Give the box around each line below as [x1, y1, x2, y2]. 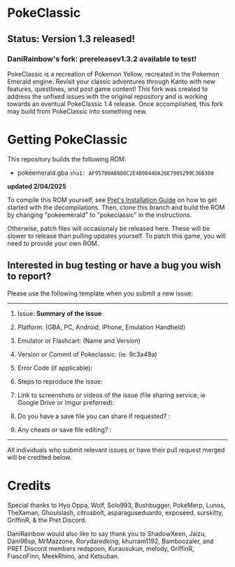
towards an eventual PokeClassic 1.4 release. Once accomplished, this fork [7, 100, 224, 108]
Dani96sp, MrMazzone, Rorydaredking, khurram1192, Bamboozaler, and [7, 537, 214, 545]
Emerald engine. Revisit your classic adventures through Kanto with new [7, 77, 215, 86]
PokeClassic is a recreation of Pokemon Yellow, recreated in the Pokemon [7, 69, 220, 78]
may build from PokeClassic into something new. [7, 107, 148, 115]
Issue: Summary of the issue [17, 309, 102, 317]
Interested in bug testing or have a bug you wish [7, 260, 222, 272]
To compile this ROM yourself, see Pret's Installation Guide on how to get [7, 195, 218, 204]
